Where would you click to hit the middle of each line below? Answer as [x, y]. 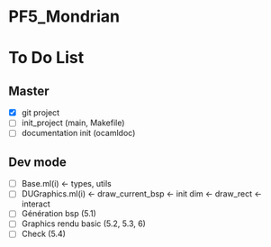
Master [29, 91]
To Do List [46, 58]
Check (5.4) [44, 234]
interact [36, 204]
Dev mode [37, 162]
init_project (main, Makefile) [73, 123]
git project [41, 113]
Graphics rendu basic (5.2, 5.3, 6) [83, 224]
